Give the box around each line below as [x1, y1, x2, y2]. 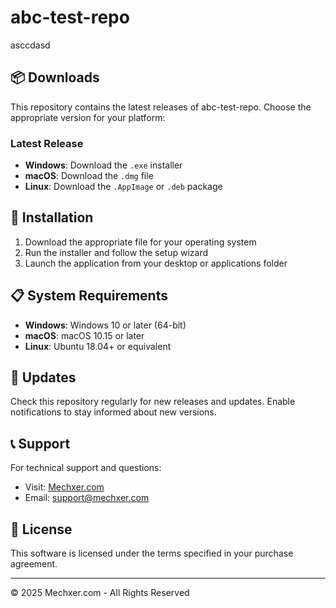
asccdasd [10, 39, 51, 51]
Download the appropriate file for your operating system [24, 236, 257, 248]
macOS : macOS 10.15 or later [24, 329, 145, 341]
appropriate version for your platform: [10, 111, 166, 123]
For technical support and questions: [10, 462, 162, 474]
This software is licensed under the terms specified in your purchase [10, 547, 294, 560]
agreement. [10, 558, 58, 570]
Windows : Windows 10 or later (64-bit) [24, 319, 187, 331]
